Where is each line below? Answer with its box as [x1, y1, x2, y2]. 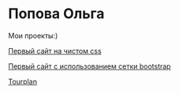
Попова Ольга [8, 5, 105, 23]
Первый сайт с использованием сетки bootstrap [8, 61, 171, 71]
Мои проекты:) [8, 31, 58, 40]
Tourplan [8, 77, 38, 86]
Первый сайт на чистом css [8, 46, 102, 55]
